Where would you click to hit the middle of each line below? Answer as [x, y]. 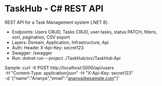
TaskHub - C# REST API [54, 9]
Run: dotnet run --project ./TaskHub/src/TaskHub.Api [66, 58]
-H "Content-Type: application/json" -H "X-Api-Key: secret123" [69, 73]
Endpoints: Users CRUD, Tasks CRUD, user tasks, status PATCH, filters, [84, 32]
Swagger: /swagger [32, 53]
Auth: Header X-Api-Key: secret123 [48, 47]
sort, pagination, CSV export [41, 37]
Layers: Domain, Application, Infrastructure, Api [60, 42]
